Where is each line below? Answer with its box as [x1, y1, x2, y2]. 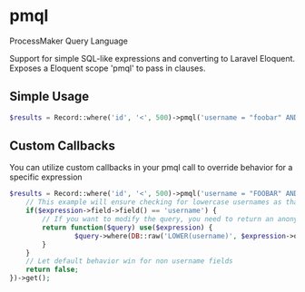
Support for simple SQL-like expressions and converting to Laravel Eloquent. [9, 53, 296, 63]
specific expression [9, 171, 84, 182]
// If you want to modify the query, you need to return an [42, 215, 274, 224]
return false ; [25, 265, 79, 275]
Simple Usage [9, 89, 90, 104]
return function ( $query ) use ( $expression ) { [42, 223, 213, 232]
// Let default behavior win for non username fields [25, 257, 233, 266]
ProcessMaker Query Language [9, 35, 129, 46]
